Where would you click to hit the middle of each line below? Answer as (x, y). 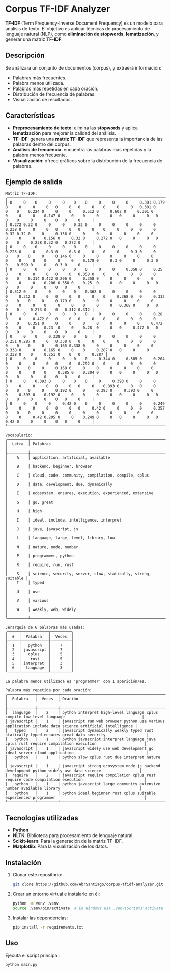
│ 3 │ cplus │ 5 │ (39, 654)
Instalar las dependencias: (40, 918)
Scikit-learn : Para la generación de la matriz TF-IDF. (68, 841)
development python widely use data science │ (74, 771)
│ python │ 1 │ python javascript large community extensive (83, 784)
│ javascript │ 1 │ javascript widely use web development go (79, 749)
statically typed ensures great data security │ (77, 735)
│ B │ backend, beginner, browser (49, 467)
